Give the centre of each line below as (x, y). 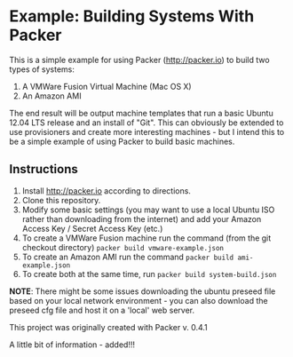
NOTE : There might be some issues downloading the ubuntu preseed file (143, 291)
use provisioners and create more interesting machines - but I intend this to (147, 131)
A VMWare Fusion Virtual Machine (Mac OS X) (107, 86)
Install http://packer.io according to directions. (106, 190)
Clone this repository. (61, 200)
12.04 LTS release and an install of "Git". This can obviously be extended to (146, 123)
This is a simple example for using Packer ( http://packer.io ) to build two (139, 59)
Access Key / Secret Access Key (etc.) (92, 228)
